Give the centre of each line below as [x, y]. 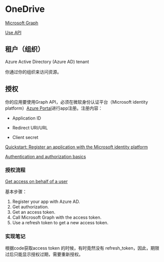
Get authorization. [31, 206]
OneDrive [25, 9]
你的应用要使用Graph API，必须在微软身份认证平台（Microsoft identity [77, 102]
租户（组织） [25, 49]
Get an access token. [34, 212]
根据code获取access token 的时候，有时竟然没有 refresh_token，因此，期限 [82, 248]
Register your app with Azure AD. [46, 201]
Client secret [25, 137]
